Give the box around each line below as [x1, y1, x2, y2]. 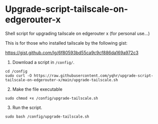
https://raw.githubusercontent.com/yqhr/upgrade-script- [34, 73, 154, 78]
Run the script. [12, 104, 42, 110]
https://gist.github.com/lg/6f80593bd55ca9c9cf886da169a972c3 [5, 50, 139, 56]
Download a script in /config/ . [12, 59, 75, 65]
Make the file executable [12, 86, 63, 92]
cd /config [5, 68, 28, 74]
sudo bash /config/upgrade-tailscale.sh [5, 114, 90, 119]
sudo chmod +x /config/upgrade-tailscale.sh [5, 96, 98, 101]
